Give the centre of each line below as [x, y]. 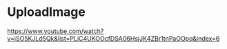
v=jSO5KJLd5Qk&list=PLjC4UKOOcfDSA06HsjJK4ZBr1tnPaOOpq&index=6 [113, 38]
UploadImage [47, 12]
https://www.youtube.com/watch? [56, 31]
